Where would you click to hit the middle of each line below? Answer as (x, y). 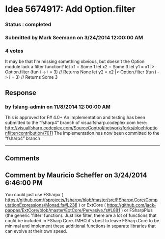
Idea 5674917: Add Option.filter (70, 9)
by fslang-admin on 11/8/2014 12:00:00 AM (58, 107)
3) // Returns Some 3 (37, 77)
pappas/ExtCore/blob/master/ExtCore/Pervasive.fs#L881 (63, 210)
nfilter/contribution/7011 (29, 133)
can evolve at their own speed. (36, 231)
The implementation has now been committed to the (107, 133)
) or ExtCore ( (92, 205)
